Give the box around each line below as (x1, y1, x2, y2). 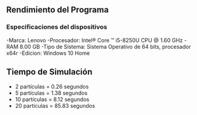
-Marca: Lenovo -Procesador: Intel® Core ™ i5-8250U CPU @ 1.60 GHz (6, 36, 183, 44)
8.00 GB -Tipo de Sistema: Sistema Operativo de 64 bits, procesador (19, 43, 191, 50)
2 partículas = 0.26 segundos (15, 82, 89, 90)
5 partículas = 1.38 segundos (15, 89, 88, 96)
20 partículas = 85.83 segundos (15, 102, 95, 109)
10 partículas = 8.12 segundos (15, 96, 90, 103)
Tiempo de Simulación (6, 67, 93, 77)
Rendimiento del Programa (6, 5, 109, 15)
